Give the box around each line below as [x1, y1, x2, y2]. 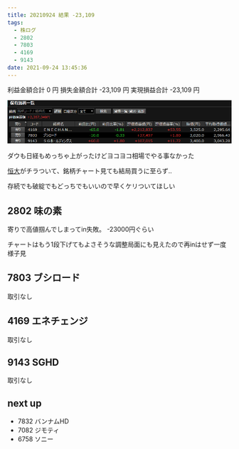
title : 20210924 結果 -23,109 [7, 11, 95, 19]
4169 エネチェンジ [7, 315, 88, 327]
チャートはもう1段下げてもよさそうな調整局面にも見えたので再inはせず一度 [7, 240, 227, 249]
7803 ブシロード [7, 272, 80, 284]
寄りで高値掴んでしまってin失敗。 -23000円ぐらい [7, 225, 154, 234]
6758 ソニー [17, 435, 54, 443]
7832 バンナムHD [17, 417, 70, 425]
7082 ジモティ [17, 426, 60, 435]
